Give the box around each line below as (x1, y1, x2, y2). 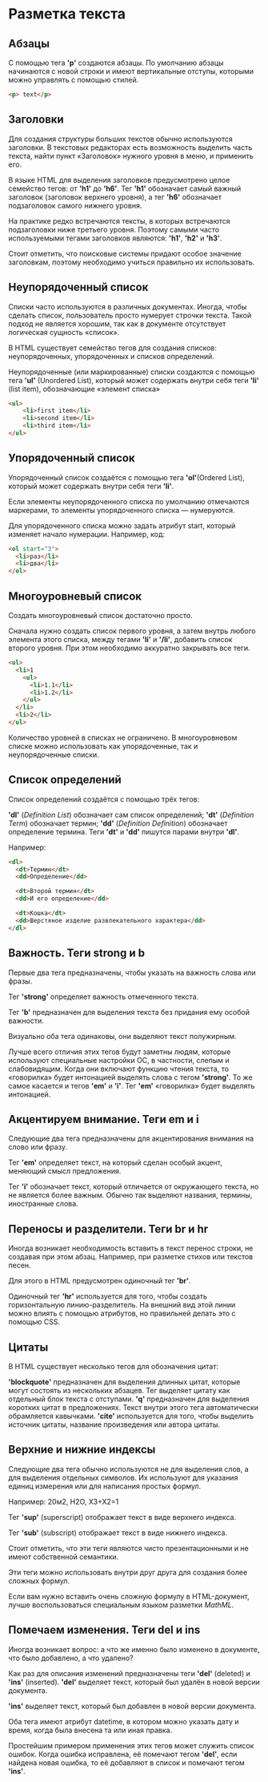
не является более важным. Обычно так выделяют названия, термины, (8, 1190, 253, 1200)
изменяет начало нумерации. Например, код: (8, 529, 166, 539)
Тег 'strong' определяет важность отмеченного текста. (8, 992, 199, 1001)
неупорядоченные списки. (8, 750, 100, 759)
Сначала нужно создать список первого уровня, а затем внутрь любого (8, 626, 256, 636)
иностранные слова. (8, 1199, 78, 1209)
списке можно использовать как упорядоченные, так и (8, 741, 198, 750)
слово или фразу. (8, 1142, 68, 1152)
